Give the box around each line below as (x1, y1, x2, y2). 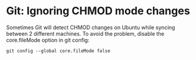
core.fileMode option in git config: (6, 36, 89, 43)
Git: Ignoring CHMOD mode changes (6, 4, 191, 18)
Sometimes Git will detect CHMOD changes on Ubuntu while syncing (6, 24, 176, 31)
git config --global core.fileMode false (6, 48, 111, 54)
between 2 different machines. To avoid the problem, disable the (6, 30, 165, 37)
